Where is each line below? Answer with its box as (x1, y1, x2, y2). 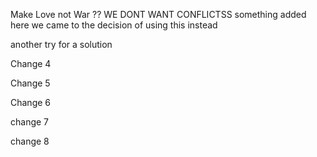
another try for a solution (10, 39, 113, 50)
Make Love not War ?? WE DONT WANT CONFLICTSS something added (10, 9, 307, 20)
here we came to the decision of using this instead (10, 19, 218, 31)
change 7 (10, 116, 50, 128)
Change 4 (10, 58, 52, 69)
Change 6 (10, 97, 52, 108)
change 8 (10, 135, 50, 147)
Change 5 (10, 77, 51, 89)
